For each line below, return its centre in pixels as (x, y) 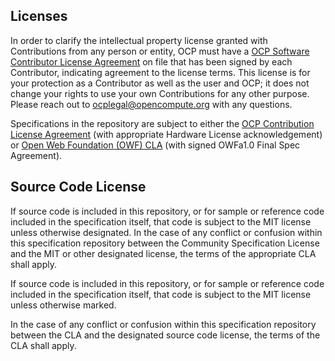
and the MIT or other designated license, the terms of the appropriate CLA (163, 253)
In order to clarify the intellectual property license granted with (139, 40)
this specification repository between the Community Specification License (165, 243)
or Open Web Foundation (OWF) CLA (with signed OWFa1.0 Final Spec (155, 145)
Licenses (39, 16)
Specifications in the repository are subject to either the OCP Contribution (162, 123)
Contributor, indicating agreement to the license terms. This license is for (160, 72)
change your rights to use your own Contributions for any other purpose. (160, 93)
